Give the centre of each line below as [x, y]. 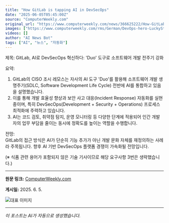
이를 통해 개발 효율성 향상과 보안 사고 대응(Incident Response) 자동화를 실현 [88, 98]
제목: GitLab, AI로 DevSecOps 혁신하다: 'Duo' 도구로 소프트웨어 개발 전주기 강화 [84, 57]
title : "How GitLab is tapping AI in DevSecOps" [57, 10]
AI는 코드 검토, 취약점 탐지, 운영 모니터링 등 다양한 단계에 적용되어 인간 [81, 117]
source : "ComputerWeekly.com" [37, 19]
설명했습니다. [31, 92]
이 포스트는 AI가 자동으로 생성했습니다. [43, 215]
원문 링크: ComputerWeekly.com [38, 179]
